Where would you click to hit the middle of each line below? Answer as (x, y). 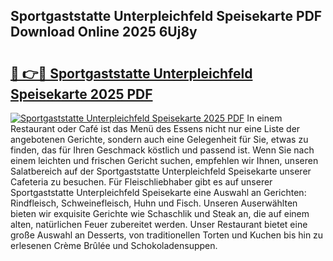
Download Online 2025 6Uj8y (104, 32)
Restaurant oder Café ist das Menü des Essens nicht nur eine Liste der (155, 128)
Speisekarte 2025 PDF (81, 94)
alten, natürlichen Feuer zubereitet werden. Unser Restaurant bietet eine (159, 224)
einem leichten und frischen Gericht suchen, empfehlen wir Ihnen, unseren (164, 160)
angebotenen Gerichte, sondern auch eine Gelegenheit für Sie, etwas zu (159, 139)
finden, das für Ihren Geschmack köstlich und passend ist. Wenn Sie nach (162, 150)
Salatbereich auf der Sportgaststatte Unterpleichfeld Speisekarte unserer (161, 171)
